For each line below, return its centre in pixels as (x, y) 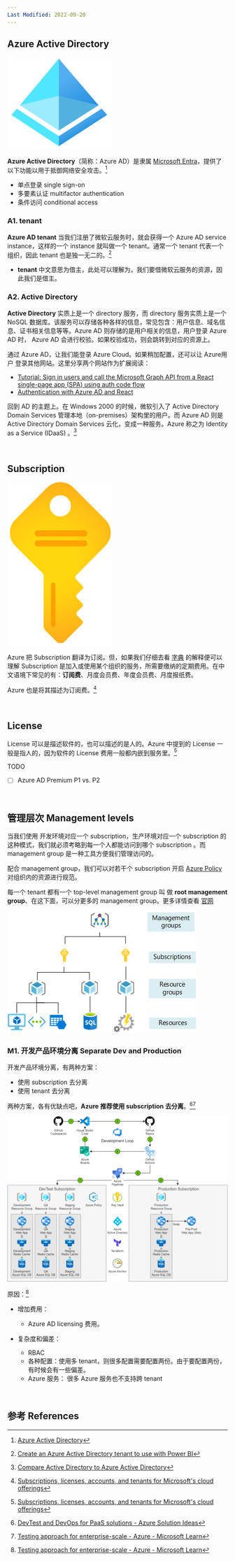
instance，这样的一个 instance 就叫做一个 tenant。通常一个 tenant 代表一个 (115, 245)
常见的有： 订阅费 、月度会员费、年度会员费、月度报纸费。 (114, 675)
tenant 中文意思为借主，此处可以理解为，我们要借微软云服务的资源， (117, 270)
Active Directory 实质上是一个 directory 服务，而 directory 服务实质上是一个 (117, 313)
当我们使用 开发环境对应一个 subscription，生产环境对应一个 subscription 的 (117, 836)
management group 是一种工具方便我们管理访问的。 (83, 854)
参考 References (43, 1416)
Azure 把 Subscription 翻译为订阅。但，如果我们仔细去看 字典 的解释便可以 (115, 657)
